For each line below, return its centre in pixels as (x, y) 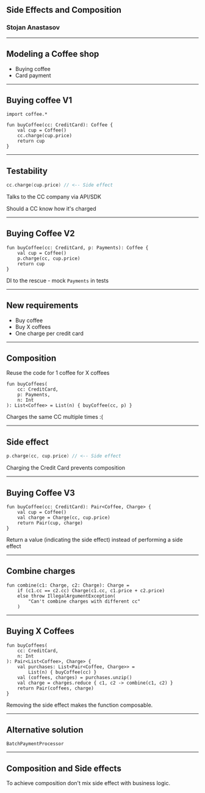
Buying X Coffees (40, 631)
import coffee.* (27, 115)
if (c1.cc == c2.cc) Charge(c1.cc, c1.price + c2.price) (91, 590)
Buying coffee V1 (39, 100)
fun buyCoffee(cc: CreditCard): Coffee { (60, 125)
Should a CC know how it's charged (51, 209)
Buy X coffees (33, 326)
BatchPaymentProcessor (35, 744)
